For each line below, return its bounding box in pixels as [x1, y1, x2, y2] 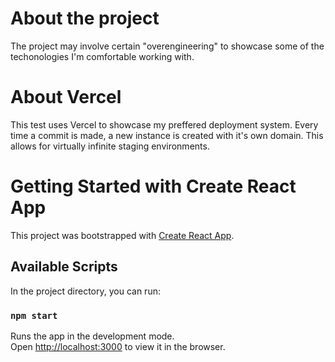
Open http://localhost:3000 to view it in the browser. [10, 340, 226, 352]
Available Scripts [10, 258, 118, 276]
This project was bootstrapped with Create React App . [10, 229, 235, 241]
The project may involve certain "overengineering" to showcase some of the [10, 40, 325, 52]
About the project [10, 7, 160, 30]
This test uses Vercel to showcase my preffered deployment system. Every [10, 118, 319, 131]
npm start [10, 310, 58, 321]
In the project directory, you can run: [10, 285, 161, 297]
